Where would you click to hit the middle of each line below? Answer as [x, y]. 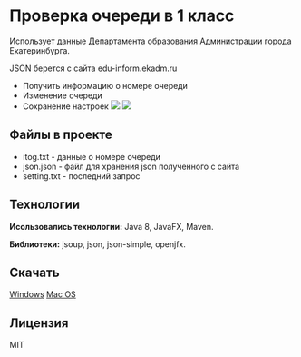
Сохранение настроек [65, 106]
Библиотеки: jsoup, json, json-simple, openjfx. [97, 244]
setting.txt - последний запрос [81, 176]
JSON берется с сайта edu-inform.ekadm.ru [93, 68]
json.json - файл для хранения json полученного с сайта [131, 166]
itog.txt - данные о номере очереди [92, 156]
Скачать [35, 272]
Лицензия [39, 323]
